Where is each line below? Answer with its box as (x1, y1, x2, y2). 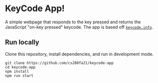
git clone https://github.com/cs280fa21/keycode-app (5, 60, 114, 66)
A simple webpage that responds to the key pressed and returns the (5, 19, 141, 25)
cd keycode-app (5, 65, 36, 69)
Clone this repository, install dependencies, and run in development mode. (5, 51, 154, 57)
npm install (5, 69, 29, 74)
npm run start (5, 73, 34, 78)
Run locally (5, 38, 40, 47)
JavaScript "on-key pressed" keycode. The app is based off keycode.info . (5, 24, 154, 30)
